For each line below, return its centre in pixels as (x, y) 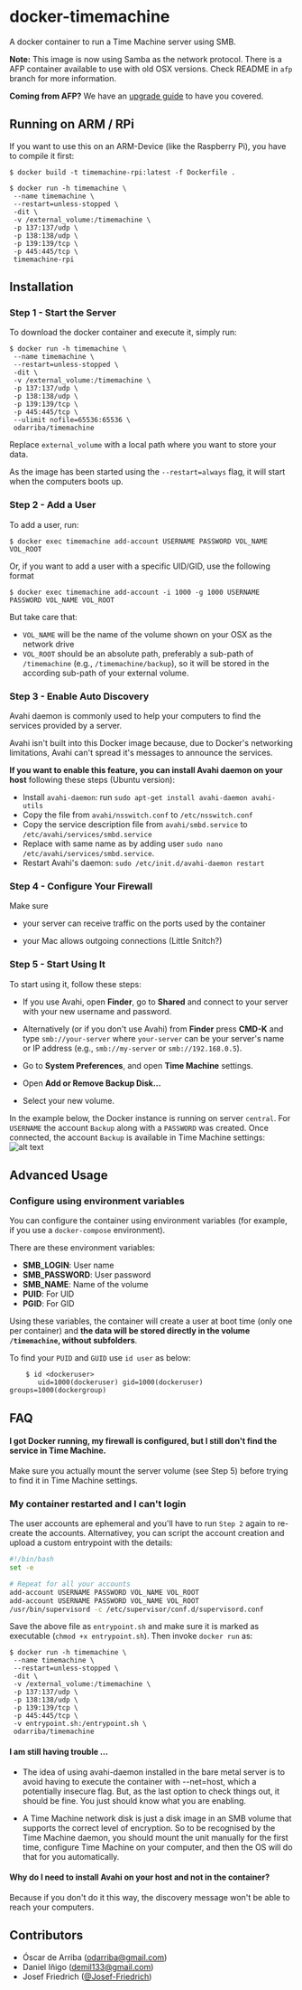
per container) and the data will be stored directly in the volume (130, 1331)
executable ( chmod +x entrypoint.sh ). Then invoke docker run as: (131, 1636)
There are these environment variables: (82, 1248)
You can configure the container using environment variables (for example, (148, 1221)
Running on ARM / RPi (72, 124)
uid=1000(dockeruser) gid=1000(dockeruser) (120, 1382)
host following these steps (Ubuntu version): (92, 780)
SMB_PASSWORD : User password (87, 1275)
